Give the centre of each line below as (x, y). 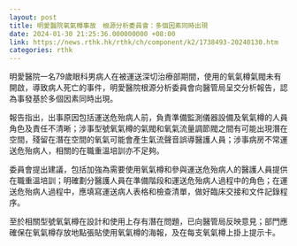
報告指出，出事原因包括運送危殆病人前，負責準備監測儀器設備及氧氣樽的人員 (148, 118)
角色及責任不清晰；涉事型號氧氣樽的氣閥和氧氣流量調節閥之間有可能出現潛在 (148, 128)
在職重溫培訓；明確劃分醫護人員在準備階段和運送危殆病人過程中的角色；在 (145, 181)
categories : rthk (41, 50)
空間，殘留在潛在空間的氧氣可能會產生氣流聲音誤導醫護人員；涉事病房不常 (145, 140)
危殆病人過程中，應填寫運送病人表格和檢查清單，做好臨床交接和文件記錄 (148, 192)
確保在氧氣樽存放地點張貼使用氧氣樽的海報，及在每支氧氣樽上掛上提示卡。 (145, 233)
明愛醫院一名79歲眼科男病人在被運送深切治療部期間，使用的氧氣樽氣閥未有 (145, 77)
